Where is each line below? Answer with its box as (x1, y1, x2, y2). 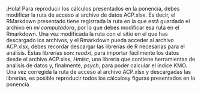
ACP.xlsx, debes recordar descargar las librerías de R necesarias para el (6, 43, 185, 50)
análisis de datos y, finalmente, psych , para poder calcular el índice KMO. (6, 62, 188, 69)
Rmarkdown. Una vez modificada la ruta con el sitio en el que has (6, 30, 168, 37)
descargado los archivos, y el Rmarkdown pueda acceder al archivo (6, 37, 174, 43)
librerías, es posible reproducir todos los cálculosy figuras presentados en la (6, 74, 196, 82)
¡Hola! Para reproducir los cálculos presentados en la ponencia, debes (6, 5, 180, 12)
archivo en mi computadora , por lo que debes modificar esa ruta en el (6, 24, 179, 31)
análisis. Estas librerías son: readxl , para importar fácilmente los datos (6, 49, 179, 56)
